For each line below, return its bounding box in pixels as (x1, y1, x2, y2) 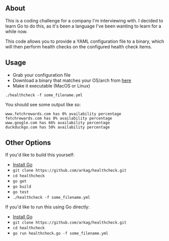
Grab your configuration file (12, 72, 71, 78)
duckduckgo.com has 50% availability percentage (5, 125, 110, 130)
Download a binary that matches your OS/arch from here (12, 77, 131, 83)
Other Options (5, 138, 51, 147)
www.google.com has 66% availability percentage (5, 120, 110, 125)
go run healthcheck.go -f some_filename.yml (12, 231, 109, 236)
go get (12, 179, 27, 184)
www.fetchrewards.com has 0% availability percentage (5, 111, 122, 116)
